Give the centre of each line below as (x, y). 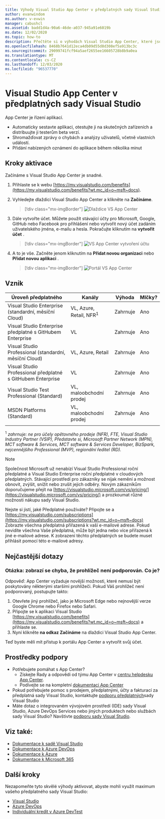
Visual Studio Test (28, 390)
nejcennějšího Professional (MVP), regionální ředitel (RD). (63, 450)
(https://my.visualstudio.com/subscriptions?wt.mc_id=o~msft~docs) (74, 520)
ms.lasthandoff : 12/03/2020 (34, 64)
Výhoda (125, 297)
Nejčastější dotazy (34, 556)
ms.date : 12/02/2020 (26, 32)
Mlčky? (149, 297)
